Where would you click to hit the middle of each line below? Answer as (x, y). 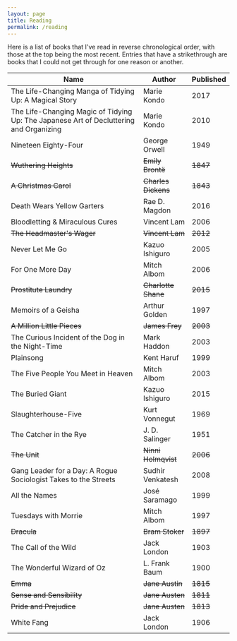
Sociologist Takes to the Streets (63, 479)
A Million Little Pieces (46, 326)
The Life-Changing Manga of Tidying (73, 91)
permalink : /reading (38, 27)
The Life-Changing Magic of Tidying (72, 112)
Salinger (157, 439)
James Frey (163, 326)
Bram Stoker (164, 532)
